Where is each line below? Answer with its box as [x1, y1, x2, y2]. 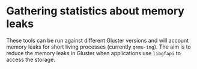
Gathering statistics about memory [6, 4, 185, 18]
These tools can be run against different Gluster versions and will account [6, 37, 189, 44]
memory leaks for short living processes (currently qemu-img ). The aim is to [6, 43, 191, 50]
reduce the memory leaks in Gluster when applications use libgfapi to [6, 49, 181, 56]
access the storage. [6, 56, 55, 63]
